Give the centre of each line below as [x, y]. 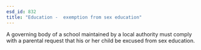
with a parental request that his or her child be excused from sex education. [100, 40]
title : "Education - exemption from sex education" [74, 17]
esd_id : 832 [21, 12]
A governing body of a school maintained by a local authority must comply [99, 34]
